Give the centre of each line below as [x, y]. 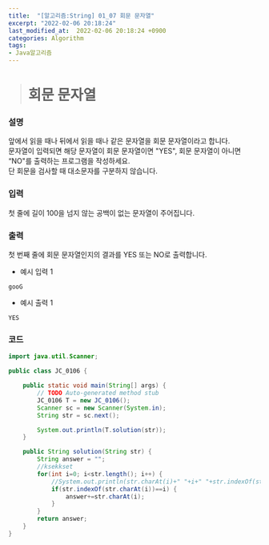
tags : [17, 46]
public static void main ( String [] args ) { [94, 386]
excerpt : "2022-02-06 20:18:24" [62, 23]
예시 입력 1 [36, 272]
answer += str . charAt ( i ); [105, 497]
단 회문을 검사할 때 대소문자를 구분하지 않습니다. [83, 171]
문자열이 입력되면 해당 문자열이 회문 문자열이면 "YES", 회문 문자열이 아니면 [125, 151]
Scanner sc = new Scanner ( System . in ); [102, 408]
